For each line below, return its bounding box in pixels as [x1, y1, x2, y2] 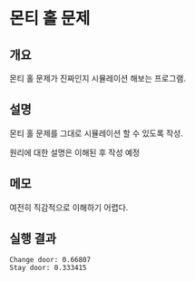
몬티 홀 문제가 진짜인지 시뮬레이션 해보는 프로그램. [9, 73, 187, 83]
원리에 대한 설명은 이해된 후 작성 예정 [9, 147, 141, 158]
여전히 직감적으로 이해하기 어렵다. [9, 201, 129, 213]
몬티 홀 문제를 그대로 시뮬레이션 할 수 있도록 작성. [9, 128, 184, 139]
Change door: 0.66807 [9, 256, 92, 265]
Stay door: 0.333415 [9, 264, 88, 273]
